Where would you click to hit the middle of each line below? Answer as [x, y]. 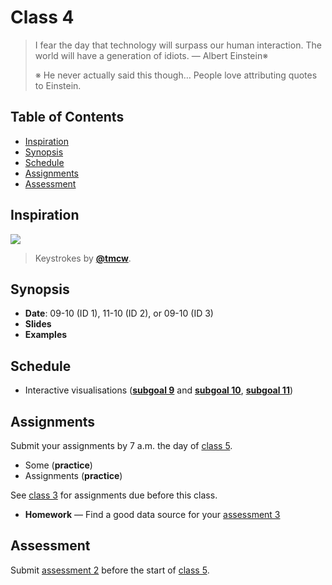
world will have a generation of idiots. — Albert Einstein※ [151, 55]
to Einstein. [58, 85]
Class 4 [42, 17]
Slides [38, 324]
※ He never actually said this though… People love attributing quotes [176, 75]
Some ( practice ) [58, 465]
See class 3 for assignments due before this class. [114, 495]
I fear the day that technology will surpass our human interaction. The [178, 45]
